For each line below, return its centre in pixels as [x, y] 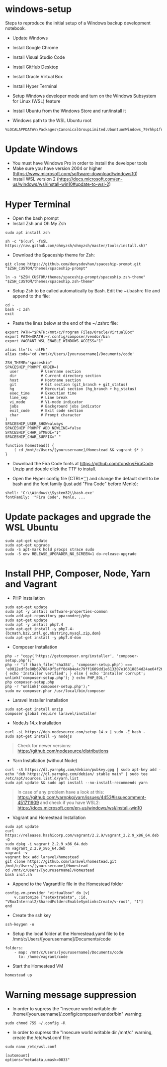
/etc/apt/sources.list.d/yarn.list [42, 778]
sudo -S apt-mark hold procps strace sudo [50, 549]
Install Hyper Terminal [35, 86]
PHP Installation [29, 598]
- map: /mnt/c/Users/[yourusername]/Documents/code [69, 952]
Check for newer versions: [44, 745]
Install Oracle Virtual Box [38, 76]
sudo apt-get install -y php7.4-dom [43, 638]
